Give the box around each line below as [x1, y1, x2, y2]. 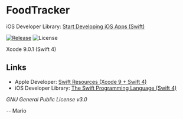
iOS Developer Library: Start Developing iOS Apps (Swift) [6, 23, 145, 30]
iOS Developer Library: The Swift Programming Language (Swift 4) [14, 84, 177, 91]
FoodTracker [6, 4, 70, 17]
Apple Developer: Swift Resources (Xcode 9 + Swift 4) [14, 78, 147, 85]
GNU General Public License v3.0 [6, 96, 87, 103]
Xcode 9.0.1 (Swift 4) [6, 45, 57, 53]
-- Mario [6, 107, 27, 114]
